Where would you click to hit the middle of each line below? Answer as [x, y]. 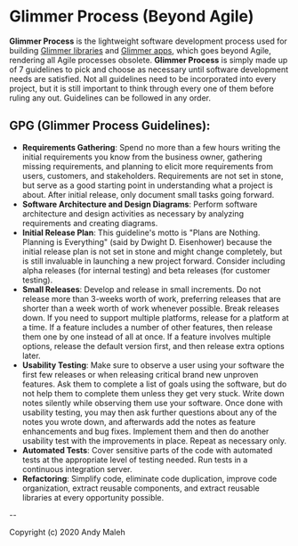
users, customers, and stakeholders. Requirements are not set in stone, [153, 175]
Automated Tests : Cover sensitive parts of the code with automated [147, 450]
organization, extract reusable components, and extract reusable [141, 488]
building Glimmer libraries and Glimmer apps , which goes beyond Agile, [140, 50]
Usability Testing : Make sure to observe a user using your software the [153, 365]
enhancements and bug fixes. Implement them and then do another [145, 431]
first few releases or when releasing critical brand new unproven [140, 374]
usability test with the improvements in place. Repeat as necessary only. [154, 440]
